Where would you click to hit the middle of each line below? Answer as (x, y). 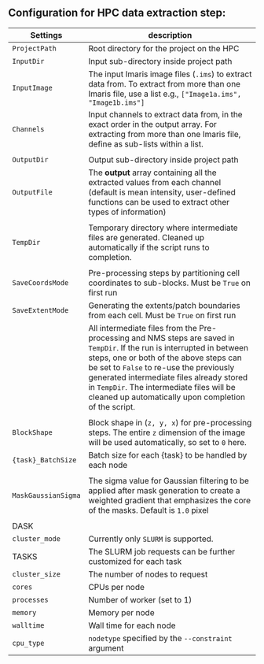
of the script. (112, 406)
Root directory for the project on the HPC (164, 48)
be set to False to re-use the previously (161, 367)
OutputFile (32, 192)
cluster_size (37, 574)
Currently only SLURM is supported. (151, 539)
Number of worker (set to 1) (140, 599)
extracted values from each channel (155, 182)
